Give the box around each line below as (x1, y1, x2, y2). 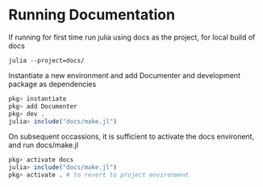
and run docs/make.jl (8, 140, 79, 150)
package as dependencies (8, 79, 97, 89)
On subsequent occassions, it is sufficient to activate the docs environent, (8, 131, 255, 142)
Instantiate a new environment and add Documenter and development (8, 70, 240, 80)
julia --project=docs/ (8, 56, 85, 64)
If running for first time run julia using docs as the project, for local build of (8, 32, 256, 42)
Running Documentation (8, 6, 176, 24)
